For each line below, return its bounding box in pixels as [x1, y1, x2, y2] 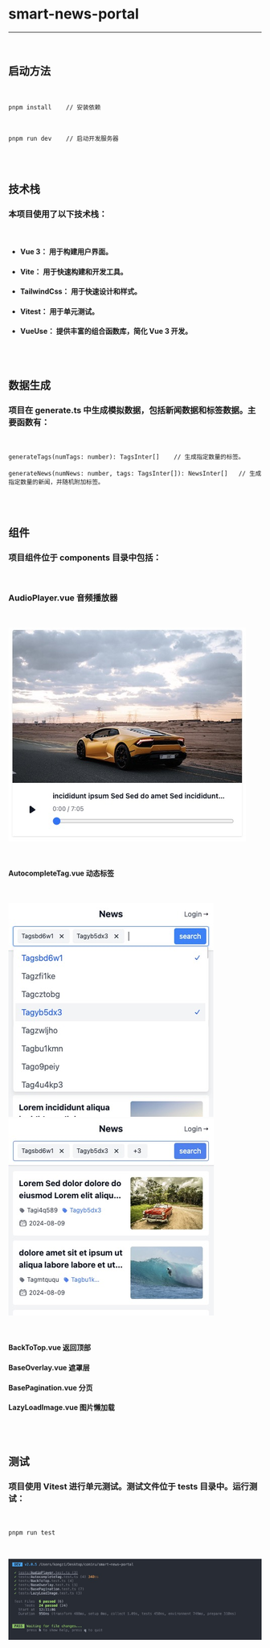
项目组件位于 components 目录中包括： [8, 552, 162, 563]
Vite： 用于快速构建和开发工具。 [19, 266, 128, 276]
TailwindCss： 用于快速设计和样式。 [19, 286, 142, 296]
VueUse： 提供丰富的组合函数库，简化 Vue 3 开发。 [19, 327, 193, 336]
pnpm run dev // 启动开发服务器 [8, 134, 119, 142]
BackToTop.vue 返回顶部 [8, 1343, 91, 1353]
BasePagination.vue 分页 [8, 1382, 93, 1392]
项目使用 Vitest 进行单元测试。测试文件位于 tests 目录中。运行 [8, 1481, 249, 1493]
